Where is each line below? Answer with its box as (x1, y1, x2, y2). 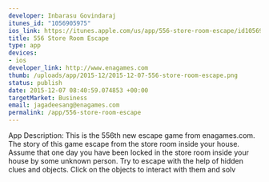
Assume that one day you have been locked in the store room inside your (8, 148, 250, 157)
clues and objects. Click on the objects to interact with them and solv (8, 165, 236, 174)
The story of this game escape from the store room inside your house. (8, 140, 240, 148)
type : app (8, 42, 42, 50)
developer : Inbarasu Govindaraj (8, 11, 116, 20)
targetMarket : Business (8, 94, 88, 102)
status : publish (8, 79, 62, 87)
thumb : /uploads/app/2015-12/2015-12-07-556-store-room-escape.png (8, 71, 239, 79)
